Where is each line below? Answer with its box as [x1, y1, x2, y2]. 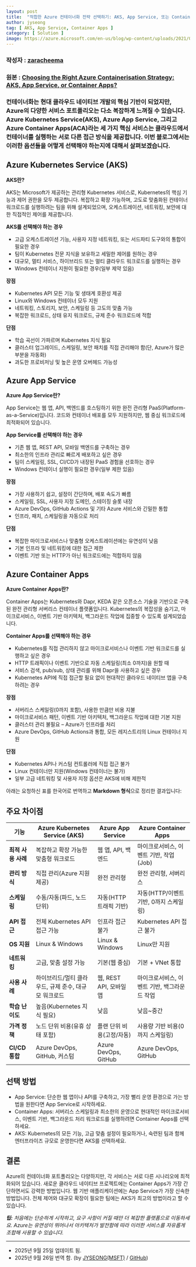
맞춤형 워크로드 [36, 855, 75, 863]
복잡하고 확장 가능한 [36, 846, 87, 854]
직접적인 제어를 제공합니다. [12, 211, 73, 218]
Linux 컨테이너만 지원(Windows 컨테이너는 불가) [14, 767, 125, 775]
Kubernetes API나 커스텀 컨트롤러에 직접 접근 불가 [14, 760, 130, 767]
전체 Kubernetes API [36, 918, 91, 926]
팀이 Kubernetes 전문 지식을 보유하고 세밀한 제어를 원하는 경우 [14, 250, 157, 257]
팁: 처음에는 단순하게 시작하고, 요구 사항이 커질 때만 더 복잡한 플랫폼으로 [6, 1214, 170, 1221]
